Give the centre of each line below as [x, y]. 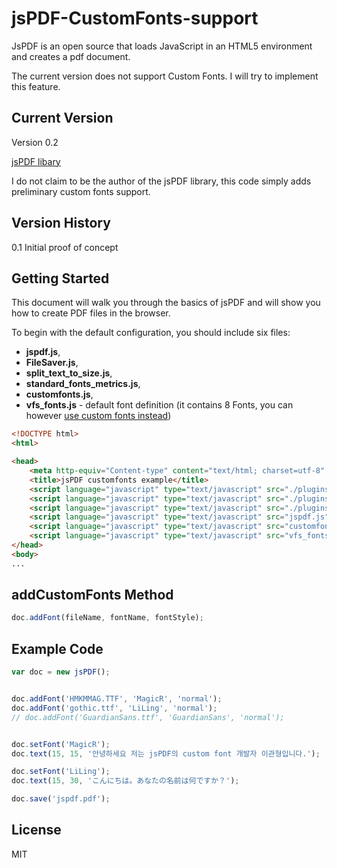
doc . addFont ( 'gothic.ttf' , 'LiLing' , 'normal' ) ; [114, 708]
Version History [61, 223]
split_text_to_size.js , [69, 373]
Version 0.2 [35, 142]
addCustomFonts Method [92, 595]
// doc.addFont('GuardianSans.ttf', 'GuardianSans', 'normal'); [148, 717]
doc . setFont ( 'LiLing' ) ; [61, 772]
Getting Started [60, 278]
